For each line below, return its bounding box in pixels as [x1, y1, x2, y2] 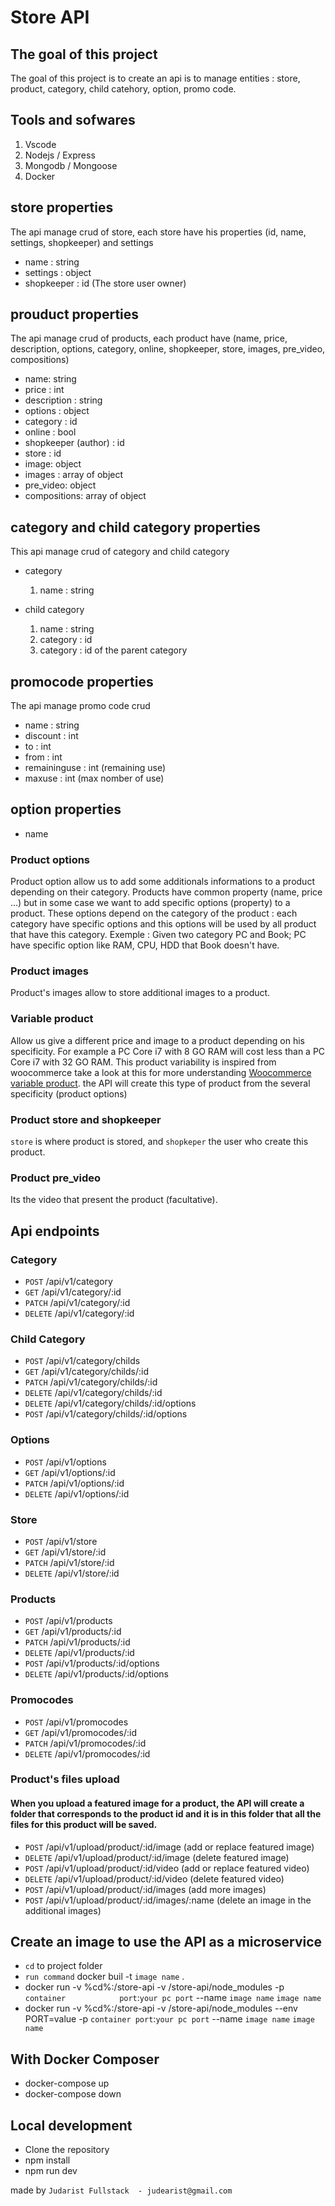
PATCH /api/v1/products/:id [24, 1636, 131, 1648]
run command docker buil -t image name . [24, 1971, 185, 1983]
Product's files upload [10, 1772, 120, 1786]
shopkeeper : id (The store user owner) [24, 277, 187, 289]
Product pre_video [10, 1171, 102, 1185]
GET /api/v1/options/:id [24, 1466, 116, 1478]
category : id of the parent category [39, 644, 188, 656]
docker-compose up [24, 2077, 110, 2090]
